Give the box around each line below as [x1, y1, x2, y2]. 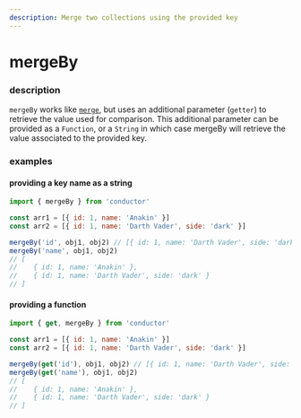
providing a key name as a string [9, 177, 133, 188]
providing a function [9, 299, 87, 309]
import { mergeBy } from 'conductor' [9, 197, 150, 206]
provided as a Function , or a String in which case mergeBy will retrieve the [9, 123, 287, 135]
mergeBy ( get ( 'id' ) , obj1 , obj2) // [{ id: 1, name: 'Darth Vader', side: [9, 360, 291, 369]
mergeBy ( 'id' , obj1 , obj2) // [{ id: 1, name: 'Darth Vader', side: [9, 238, 271, 247]
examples [9, 155, 53, 168]
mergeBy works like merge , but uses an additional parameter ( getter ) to [9, 104, 267, 115]
